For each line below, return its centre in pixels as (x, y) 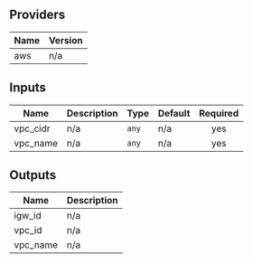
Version (66, 40)
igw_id (28, 216)
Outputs (33, 175)
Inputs (28, 88)
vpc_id (28, 230)
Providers (37, 15)
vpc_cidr (33, 128)
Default (174, 113)
